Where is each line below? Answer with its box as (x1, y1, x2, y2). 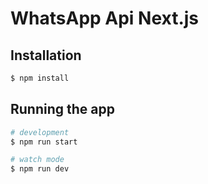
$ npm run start (10, 137, 78, 147)
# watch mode (10, 155, 65, 165)
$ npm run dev (10, 164, 70, 174)
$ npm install (10, 73, 70, 83)
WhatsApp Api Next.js (10, 7, 200, 30)
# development (10, 127, 70, 137)
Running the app (10, 101, 115, 118)
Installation (10, 47, 82, 64)
